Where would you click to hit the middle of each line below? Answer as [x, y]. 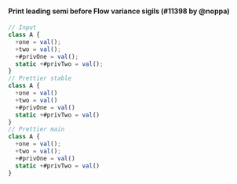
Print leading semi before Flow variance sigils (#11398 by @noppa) [119, 11]
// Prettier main [36, 129]
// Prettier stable [40, 78]
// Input [22, 27]
